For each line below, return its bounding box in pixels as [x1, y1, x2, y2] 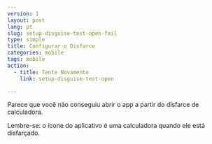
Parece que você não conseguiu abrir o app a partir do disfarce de [7, 101, 199, 109]
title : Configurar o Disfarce [7, 43, 96, 50]
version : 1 [7, 10, 39, 17]
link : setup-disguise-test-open [20, 75, 114, 82]
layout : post [7, 17, 45, 24]
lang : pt [7, 23, 33, 30]
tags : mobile [7, 56, 45, 63]
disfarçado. [7, 129, 41, 137]
